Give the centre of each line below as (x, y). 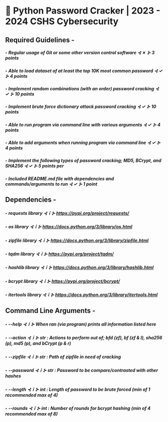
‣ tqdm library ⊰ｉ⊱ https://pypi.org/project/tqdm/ (59, 254)
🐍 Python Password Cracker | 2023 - (83, 11)
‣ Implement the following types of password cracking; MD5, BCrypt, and (83, 161)
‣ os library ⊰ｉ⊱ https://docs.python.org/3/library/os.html (69, 227)
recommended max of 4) (32, 395)
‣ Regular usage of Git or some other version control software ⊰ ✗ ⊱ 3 (80, 53)
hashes (13, 376)
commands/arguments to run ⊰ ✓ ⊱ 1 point (51, 184)
